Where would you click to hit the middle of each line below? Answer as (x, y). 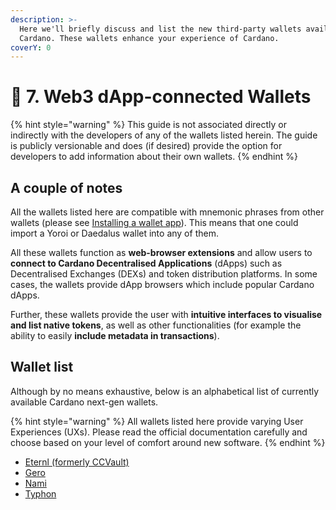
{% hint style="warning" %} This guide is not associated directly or (148, 125)
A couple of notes (66, 187)
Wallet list (42, 367)
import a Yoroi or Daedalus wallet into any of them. (114, 233)
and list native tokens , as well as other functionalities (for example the (156, 325)
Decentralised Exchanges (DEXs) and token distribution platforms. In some (164, 274)
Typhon (40, 493)
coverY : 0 (31, 47)
